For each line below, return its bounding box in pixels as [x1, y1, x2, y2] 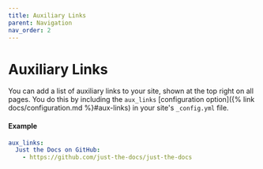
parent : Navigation [8, 19, 73, 27]
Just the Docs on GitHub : [15, 146, 101, 154]
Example [8, 121, 38, 130]
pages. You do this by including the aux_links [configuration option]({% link [8, 95, 255, 104]
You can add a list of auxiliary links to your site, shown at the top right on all [8, 86, 254, 96]
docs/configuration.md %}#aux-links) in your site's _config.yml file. [8, 103, 229, 113]
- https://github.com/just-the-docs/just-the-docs [22, 153, 193, 162]
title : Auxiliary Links [8, 11, 87, 20]
